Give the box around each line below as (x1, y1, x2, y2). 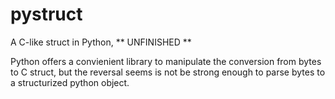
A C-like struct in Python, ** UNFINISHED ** (10, 36, 192, 48)
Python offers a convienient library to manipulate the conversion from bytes (10, 55, 322, 67)
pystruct (10, 3, 83, 26)
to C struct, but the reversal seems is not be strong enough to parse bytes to (10, 66, 326, 78)
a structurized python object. (10, 76, 130, 88)
